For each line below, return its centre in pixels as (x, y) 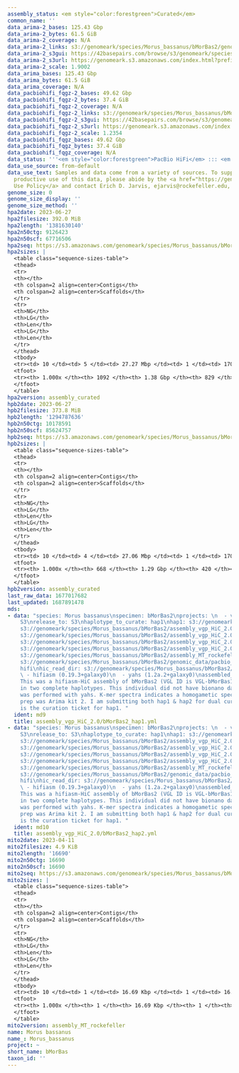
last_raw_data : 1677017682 (47, 596)
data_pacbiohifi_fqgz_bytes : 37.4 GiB (65, 146)
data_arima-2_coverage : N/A (49, 41)
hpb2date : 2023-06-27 (39, 404)
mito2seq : (22, 873)
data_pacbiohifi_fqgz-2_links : (54, 113)
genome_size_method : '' (43, 206)
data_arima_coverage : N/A (46, 87)
